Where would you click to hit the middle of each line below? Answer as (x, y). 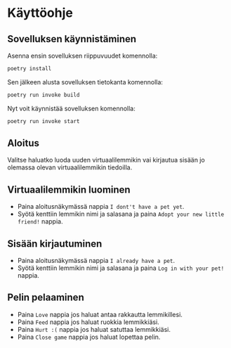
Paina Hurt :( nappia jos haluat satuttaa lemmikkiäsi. (94, 329)
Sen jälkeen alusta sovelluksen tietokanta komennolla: (85, 82)
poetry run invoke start (44, 121)
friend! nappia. (40, 221)
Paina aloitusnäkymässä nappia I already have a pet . (96, 261)
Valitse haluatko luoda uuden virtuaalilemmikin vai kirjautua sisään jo (106, 160)
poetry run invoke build (44, 95)
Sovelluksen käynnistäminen (72, 39)
